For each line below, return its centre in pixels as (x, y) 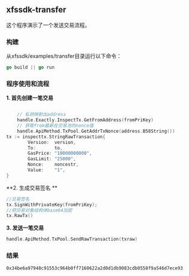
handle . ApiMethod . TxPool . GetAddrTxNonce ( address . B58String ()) (96, 131)
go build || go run (31, 68)
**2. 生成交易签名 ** (32, 188)
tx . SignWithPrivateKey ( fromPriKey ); (52, 205)
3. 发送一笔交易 (25, 228)
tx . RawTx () (20, 216)
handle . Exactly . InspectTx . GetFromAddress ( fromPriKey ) (85, 120)
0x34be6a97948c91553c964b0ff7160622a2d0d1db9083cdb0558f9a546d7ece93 (95, 268)
